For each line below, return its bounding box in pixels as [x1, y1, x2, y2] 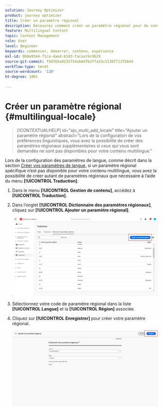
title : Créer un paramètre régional [5, 18, 79, 23]
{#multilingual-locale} [5, 112, 96, 122]
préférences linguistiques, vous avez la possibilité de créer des [16, 137, 143, 143]
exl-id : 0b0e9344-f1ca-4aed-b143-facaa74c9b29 [5, 54, 101, 59]
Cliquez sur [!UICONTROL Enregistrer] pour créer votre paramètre [12, 315, 146, 321]
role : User [5, 39, 27, 44]
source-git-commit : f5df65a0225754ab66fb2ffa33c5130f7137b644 [5, 59, 133, 64]
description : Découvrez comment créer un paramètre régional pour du [5, 23, 149, 28]
